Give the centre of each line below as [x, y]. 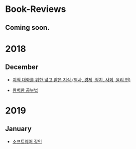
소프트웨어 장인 [27, 141]
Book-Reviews [36, 9]
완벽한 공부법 [25, 90]
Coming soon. [27, 28]
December [22, 67]
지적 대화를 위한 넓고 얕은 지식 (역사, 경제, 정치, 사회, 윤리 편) [71, 79]
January [18, 129]
